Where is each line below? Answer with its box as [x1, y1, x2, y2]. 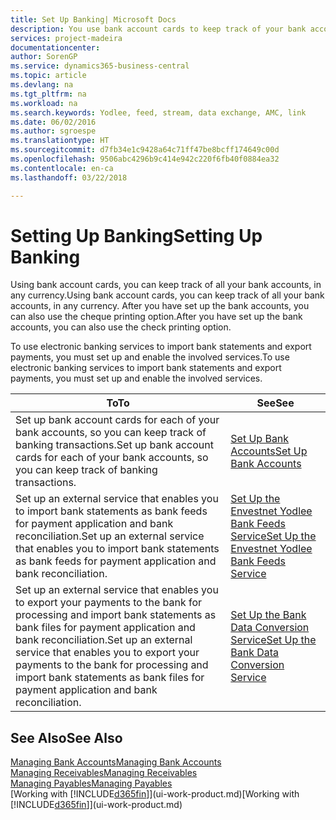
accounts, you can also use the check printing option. [10, 321, 232, 333]
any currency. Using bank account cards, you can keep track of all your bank [10, 289, 325, 301]
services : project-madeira [10, 33, 123, 43]
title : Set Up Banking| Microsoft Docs [10, 14, 177, 25]
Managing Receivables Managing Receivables [10, 767, 198, 779]
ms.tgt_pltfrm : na [10, 89, 87, 99]
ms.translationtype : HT [10, 136, 110, 146]
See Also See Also [10, 729, 123, 746]
